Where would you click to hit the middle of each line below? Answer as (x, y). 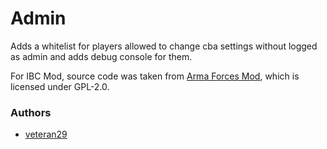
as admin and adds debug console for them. (101, 56)
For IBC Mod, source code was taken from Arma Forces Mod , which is (155, 76)
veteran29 (46, 134)
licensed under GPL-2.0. (60, 86)
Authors (31, 112)
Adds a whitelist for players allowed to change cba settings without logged (164, 46)
